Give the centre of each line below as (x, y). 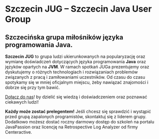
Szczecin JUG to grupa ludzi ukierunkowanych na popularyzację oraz (75, 56)
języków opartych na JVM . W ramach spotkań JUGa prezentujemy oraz (77, 67)
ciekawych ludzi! (22, 102)
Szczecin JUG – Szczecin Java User (79, 9)
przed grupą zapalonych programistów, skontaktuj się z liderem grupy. (76, 117)
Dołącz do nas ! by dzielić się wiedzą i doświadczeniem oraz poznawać (76, 97)
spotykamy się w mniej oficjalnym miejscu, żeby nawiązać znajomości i (77, 82)
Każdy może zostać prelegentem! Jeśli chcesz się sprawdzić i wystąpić (78, 111)
